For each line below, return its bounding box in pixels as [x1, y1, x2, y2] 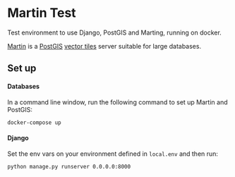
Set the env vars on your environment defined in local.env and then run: [7, 149, 219, 158]
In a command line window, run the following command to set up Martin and [7, 97, 228, 106]
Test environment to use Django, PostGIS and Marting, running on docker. [7, 28, 222, 37]
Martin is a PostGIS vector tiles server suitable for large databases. [7, 42, 202, 50]
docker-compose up [7, 118, 61, 126]
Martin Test [7, 5, 76, 21]
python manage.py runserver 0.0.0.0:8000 [7, 163, 131, 170]
